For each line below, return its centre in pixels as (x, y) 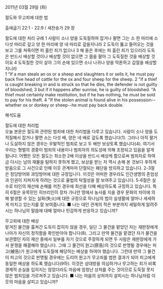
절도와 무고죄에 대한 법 (27, 18)
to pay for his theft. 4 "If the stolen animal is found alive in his (66, 100)
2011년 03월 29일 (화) (26, 7)
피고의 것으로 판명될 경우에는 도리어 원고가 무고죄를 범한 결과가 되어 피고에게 (83, 257)
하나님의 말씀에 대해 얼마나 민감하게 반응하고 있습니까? (66, 210)
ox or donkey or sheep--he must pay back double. (73, 105)
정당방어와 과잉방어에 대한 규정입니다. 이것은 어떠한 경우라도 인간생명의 (78, 174)
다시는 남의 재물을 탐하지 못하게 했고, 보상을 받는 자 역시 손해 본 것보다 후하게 (83, 162)
